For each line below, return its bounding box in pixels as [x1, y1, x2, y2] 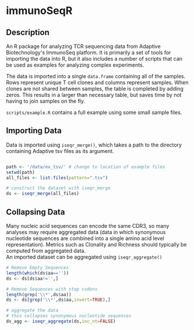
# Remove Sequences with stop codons [6, 286, 98, 292]
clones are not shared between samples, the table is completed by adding [6, 85, 184, 92]
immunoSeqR [6, 4, 73, 18]
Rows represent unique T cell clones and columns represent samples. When [6, 79, 189, 86]
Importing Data [6, 126, 62, 136]
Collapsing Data [6, 207, 65, 217]
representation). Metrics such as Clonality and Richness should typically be [6, 241, 187, 248]
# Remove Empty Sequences [6, 265, 69, 270]
